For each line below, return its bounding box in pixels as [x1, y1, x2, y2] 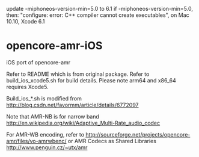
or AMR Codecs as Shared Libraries [67, 137, 156, 144]
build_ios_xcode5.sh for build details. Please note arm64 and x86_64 [6, 76, 176, 84]
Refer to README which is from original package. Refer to [6, 70, 150, 78]
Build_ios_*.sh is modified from [6, 94, 82, 102]
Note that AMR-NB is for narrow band [6, 112, 99, 120]
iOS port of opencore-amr [6, 58, 71, 66]
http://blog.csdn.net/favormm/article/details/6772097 [6, 101, 139, 108]
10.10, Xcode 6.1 [6, 18, 45, 25]
